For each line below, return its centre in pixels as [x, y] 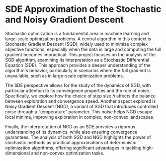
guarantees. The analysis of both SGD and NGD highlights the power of [78, 137]
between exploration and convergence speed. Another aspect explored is [81, 101]
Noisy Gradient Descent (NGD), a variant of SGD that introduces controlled [82, 106]
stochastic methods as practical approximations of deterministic [71, 142]
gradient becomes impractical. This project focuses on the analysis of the [81, 54]
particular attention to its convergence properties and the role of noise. [78, 90]
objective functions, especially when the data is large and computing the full [83, 49]
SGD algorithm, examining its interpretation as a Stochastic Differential [77, 60]
